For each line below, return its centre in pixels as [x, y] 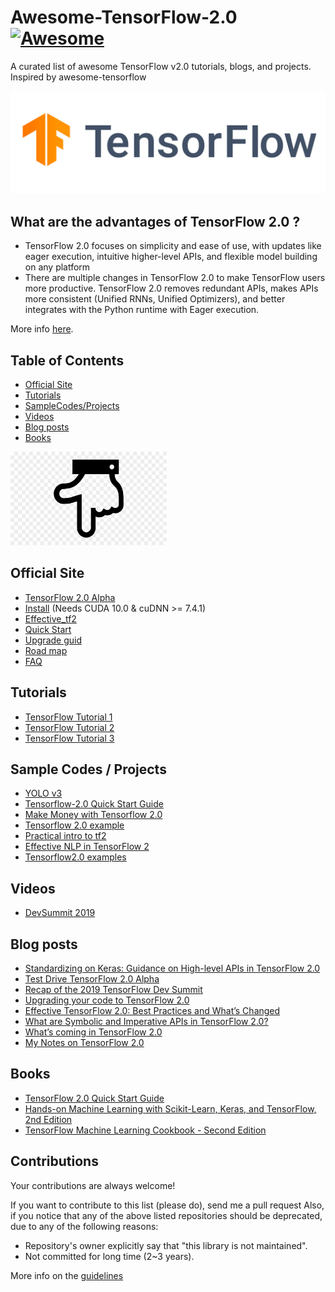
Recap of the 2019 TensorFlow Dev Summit [113, 990]
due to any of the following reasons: [84, 1226]
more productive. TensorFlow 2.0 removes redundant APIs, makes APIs [171, 288]
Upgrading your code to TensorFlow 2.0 [107, 1000]
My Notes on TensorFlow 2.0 [84, 1043]
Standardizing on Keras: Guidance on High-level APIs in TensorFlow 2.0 [172, 968]
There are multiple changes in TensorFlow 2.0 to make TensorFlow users [175, 278]
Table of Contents [67, 360]
